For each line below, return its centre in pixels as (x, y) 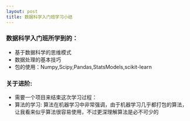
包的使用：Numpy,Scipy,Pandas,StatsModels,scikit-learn (83, 67)
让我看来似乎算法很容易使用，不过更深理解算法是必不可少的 (86, 112)
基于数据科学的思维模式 (43, 52)
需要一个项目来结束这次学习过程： (56, 98)
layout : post (22, 11)
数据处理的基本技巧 (38, 60)
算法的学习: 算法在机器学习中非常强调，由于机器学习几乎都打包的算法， (101, 105)
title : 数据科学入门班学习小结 (39, 17)
